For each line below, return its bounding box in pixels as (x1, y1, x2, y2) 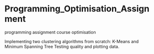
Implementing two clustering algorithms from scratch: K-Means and (4, 38, 139, 44)
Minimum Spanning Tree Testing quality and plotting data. (4, 43, 120, 49)
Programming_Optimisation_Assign (4, 3, 150, 14)
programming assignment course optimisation (4, 29, 96, 35)
